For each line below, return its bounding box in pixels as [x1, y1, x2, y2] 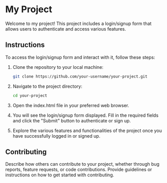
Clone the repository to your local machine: [12, 64, 103, 70]
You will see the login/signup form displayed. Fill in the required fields [12, 112, 159, 118]
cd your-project [12, 93, 47, 98]
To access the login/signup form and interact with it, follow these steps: [5, 54, 155, 60]
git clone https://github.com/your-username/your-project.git [12, 74, 148, 79]
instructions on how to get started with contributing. [5, 172, 115, 178]
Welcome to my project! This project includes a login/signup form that [5, 20, 152, 27]
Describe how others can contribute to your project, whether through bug [5, 161, 159, 167]
